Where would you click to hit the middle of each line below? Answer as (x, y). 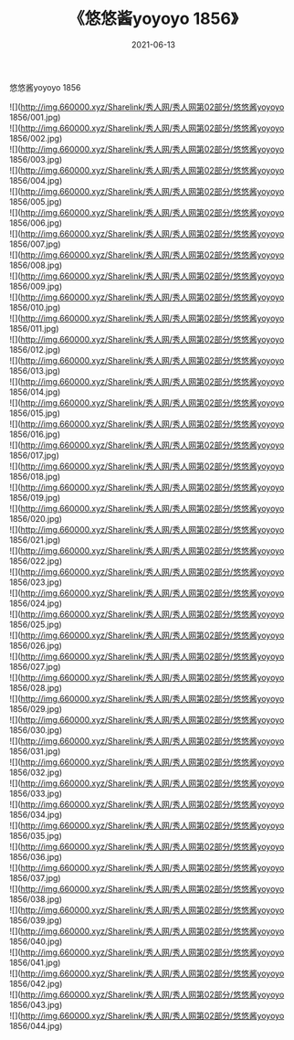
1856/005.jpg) (36, 201)
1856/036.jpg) (36, 856)
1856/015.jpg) (35, 413)
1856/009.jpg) (36, 286)
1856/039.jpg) (36, 920)
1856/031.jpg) (35, 751)
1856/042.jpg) (36, 983)
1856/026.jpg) (36, 645)
